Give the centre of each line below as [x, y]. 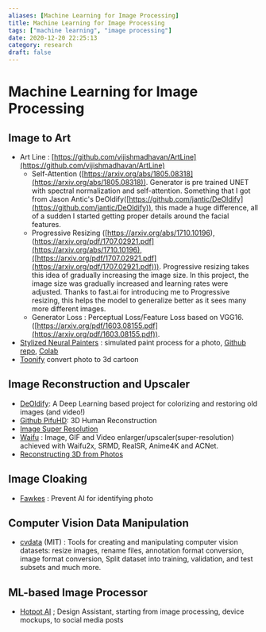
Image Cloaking [48, 479]
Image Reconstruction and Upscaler [99, 385]
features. [46, 224]
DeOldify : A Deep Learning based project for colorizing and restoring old [139, 403]
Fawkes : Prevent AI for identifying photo [86, 498]
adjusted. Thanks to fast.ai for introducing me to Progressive [131, 292]
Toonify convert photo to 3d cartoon [79, 359]
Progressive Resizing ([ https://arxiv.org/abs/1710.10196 [121, 233]
